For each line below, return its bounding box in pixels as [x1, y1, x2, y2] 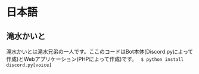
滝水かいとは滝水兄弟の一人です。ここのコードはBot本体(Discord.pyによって [6, 48, 194, 55]
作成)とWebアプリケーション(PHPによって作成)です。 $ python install [6, 55, 184, 63]
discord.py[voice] [6, 62, 52, 68]
